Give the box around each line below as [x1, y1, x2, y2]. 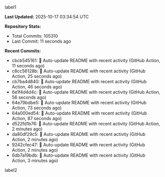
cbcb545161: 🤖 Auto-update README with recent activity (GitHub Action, [11, 58, 161, 63]
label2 [4, 167, 17, 173]
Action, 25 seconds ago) [11, 73, 62, 79]
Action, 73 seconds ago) [11, 105, 62, 111]
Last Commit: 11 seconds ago [11, 38, 71, 44]
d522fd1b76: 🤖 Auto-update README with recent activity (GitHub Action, [11, 121, 160, 126]
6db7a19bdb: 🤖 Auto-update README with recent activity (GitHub [11, 152, 145, 158]
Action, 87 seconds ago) [11, 116, 62, 121]
